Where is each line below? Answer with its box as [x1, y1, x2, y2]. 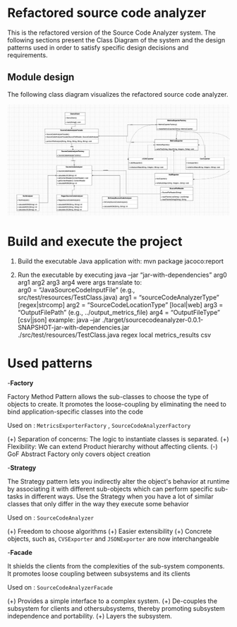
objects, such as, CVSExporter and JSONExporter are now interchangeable [7, 535, 220, 543]
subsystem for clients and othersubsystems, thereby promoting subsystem [7, 604, 226, 613]
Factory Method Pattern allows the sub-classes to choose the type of [7, 393, 209, 401]
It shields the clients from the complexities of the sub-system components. [7, 562, 225, 571]
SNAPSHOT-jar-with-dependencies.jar [17, 323, 130, 332]
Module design [7, 71, 75, 83]
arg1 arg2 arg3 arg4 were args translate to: [17, 278, 142, 287]
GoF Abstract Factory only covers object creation [7, 450, 151, 458]
